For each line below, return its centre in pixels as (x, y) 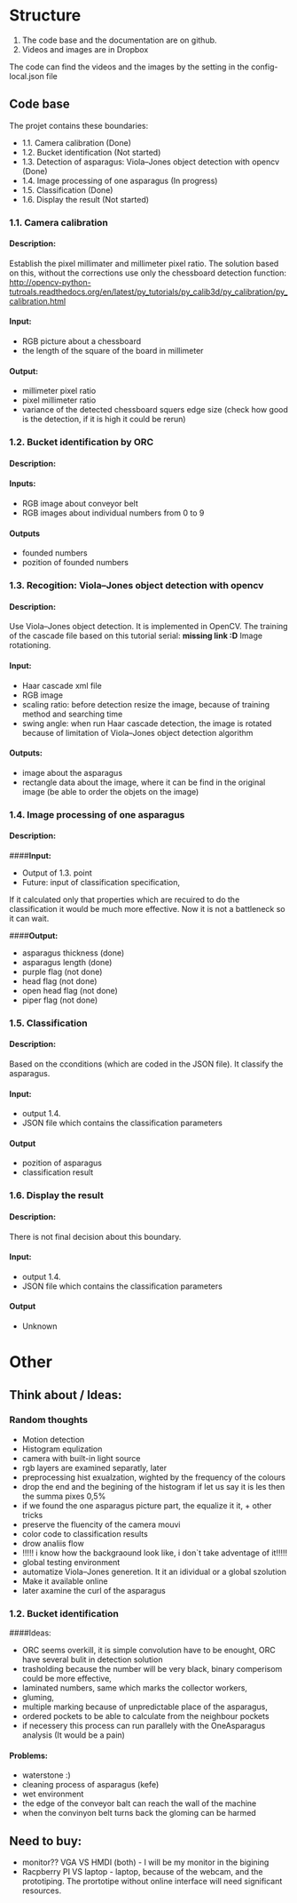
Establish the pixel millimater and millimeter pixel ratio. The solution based (144, 263)
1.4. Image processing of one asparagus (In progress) (120, 180)
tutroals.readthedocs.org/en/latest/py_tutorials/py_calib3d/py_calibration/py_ (148, 292)
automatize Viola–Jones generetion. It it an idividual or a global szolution (154, 1571)
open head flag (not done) (70, 990)
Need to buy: (46, 1841)
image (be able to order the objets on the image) (110, 791)
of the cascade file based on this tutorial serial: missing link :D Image (136, 636)
